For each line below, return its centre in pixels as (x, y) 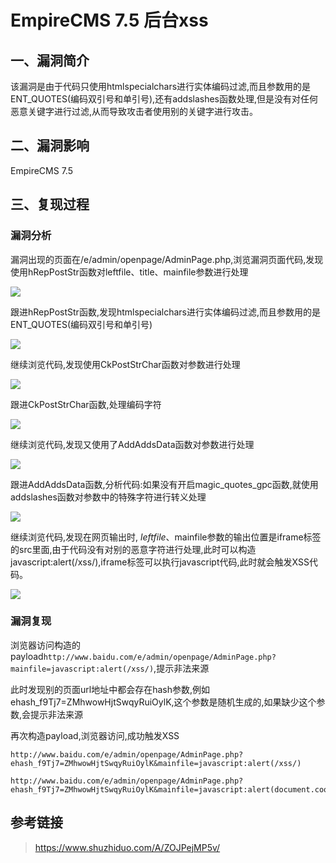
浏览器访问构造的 (45, 645)
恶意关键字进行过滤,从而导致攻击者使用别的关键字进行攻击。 (134, 111)
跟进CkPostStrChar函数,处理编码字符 (86, 404)
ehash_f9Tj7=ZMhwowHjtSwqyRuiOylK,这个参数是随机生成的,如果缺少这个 (163, 702)
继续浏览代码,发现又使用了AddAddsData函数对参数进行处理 (132, 444)
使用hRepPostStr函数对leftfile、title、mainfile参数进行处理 (129, 272)
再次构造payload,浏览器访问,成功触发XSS (95, 735)
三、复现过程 (50, 204)
